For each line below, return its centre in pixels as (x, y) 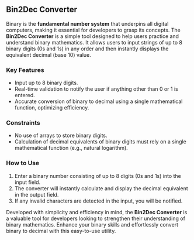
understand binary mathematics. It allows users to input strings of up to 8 (94, 42)
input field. (27, 182)
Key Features (25, 70)
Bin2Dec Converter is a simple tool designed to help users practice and (93, 36)
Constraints (23, 123)
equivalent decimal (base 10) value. (49, 54)
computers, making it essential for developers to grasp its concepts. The (93, 30)
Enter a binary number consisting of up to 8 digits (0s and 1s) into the (98, 176)
